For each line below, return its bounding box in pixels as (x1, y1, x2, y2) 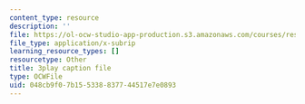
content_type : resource (9, 13, 100, 23)
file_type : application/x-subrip (9, 38, 136, 48)
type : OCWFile (9, 72, 64, 81)
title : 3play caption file (9, 64, 112, 73)
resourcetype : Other (9, 55, 88, 64)
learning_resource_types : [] (9, 47, 120, 56)
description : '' (9, 22, 71, 31)
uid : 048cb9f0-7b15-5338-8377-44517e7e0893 (9, 80, 177, 90)
